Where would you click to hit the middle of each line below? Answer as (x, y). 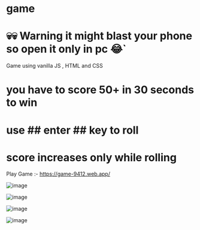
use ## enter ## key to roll (72, 130)
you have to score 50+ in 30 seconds (100, 90)
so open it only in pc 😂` (66, 49)
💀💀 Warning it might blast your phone (99, 36)
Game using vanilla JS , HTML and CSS (55, 66)
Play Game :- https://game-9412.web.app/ (58, 174)
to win (22, 103)
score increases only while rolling (91, 157)
